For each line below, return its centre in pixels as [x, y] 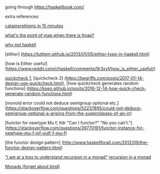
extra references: [22, 16]
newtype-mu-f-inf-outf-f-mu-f [35, 133]
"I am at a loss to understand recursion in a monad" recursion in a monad [78, 157]
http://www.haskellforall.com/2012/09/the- [106, 142]
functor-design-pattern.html [33, 148]
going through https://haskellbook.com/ [45, 7]
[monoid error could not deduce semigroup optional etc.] [62, 103]
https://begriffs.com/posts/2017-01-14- [105, 78]
